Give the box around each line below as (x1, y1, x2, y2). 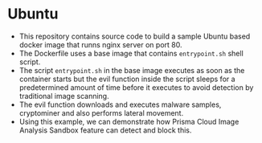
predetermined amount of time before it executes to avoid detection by (18, 82, 254, 92)
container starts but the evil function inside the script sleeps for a (18, 74, 235, 84)
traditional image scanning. (18, 91, 109, 100)
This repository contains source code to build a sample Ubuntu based (18, 31, 251, 41)
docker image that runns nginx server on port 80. (18, 39, 182, 49)
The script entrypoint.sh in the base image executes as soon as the (18, 65, 245, 75)
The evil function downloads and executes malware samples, (18, 100, 222, 109)
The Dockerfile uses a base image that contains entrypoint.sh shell (18, 48, 244, 58)
